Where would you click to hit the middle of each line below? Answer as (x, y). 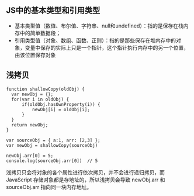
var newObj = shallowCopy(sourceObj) (52, 145)
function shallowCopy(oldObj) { (45, 89)
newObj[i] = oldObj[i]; (61, 109)
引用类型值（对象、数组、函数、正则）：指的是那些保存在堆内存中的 (95, 40)
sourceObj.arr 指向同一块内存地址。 (49, 187)
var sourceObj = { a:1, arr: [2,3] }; (53, 140)
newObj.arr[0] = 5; (30, 156)
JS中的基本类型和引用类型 (53, 11)
